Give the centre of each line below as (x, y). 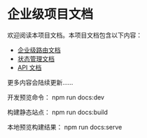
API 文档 (29, 67)
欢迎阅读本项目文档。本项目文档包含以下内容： (75, 35)
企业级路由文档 (39, 50)
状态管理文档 (36, 58)
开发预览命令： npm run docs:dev (56, 97)
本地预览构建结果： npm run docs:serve (65, 127)
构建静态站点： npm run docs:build (58, 112)
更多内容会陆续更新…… (40, 82)
